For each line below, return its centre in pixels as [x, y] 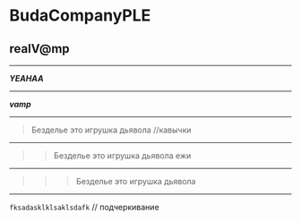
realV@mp [39, 49]
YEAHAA [26, 78]
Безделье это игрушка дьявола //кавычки [111, 130]
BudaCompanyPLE [80, 16]
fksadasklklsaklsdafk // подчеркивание [84, 207]
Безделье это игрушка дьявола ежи [122, 156]
